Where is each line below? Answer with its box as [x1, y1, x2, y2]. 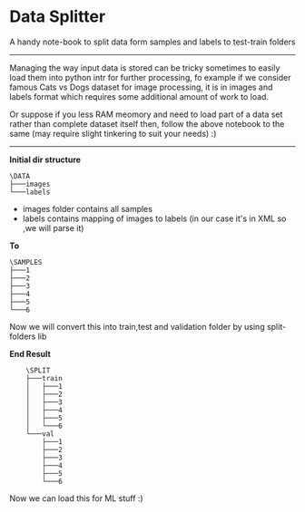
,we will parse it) [22, 222, 84, 233]
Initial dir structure [9, 154, 82, 165]
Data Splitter [9, 6, 106, 27]
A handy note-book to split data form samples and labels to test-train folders [9, 36, 297, 47]
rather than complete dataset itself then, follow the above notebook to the [9, 118, 285, 129]
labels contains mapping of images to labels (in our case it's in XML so [22, 213, 287, 224]
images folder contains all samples [22, 203, 152, 214]
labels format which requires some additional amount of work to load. [9, 91, 270, 101]
